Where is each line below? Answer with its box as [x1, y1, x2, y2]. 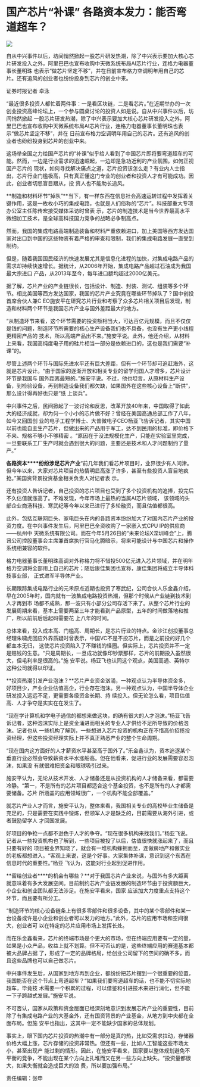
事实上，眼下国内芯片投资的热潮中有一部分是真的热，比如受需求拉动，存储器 [6, 1032, 194, 1039]
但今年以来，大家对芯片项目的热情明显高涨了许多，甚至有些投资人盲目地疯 [6, 467, 189, 474]
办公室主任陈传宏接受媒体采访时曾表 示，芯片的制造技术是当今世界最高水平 [6, 207, 190, 214]
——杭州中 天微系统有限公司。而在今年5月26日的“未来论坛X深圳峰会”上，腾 [6, 530, 192, 537]
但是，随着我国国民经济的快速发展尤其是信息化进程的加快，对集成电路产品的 [6, 254, 194, 262]
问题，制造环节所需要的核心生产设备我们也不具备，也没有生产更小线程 [21, 325, 194, 332]
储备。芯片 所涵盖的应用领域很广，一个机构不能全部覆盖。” [11, 789, 154, 796]
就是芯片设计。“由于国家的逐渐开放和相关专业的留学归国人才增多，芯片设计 [6, 367, 192, 374]
